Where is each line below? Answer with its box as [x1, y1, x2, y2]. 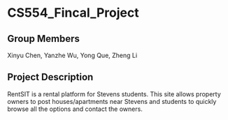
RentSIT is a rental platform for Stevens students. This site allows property [7, 89, 222, 98]
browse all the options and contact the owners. [7, 105, 143, 113]
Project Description [7, 71, 94, 83]
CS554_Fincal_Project [7, 5, 139, 21]
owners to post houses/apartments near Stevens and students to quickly [7, 97, 217, 105]
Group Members [7, 33, 80, 45]
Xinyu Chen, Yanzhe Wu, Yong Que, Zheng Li [7, 51, 138, 59]
